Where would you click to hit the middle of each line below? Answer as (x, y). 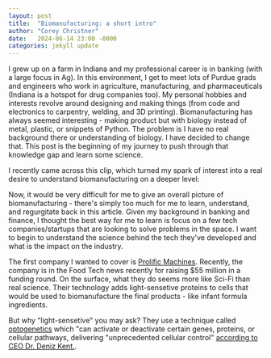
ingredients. (28, 305)
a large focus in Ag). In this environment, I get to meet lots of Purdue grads (132, 78)
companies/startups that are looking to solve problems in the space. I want (132, 229)
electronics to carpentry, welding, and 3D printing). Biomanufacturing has (131, 112)
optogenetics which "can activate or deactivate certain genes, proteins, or (132, 329)
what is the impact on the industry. (66, 246)
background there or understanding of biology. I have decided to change (129, 137)
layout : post (30, 16)
